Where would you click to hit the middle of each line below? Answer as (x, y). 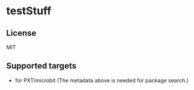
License (21, 33)
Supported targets (41, 66)
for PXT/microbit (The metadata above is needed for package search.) (102, 80)
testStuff (29, 11)
